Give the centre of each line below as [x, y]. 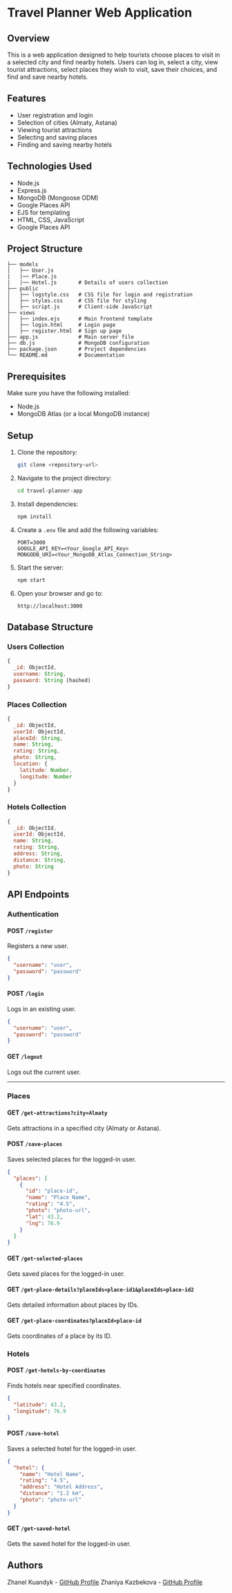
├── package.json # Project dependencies [77, 349]
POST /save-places [35, 1144]
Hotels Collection [37, 807]
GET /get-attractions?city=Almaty [58, 1113]
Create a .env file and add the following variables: [88, 529]
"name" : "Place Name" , [58, 1198]
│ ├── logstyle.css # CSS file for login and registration [100, 295]
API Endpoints [38, 894]
